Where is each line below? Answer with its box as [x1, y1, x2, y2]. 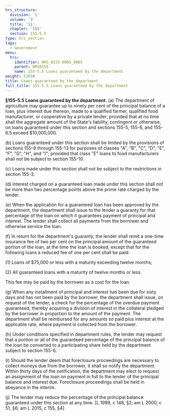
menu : [5, 50, 17, 55]
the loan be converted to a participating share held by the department [5, 342, 151, 348]
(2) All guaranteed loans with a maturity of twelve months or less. [5, 269, 142, 275]
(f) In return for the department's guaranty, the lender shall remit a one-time [5, 233, 164, 239]
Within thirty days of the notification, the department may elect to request [5, 368, 159, 374]
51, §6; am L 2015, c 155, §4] [5, 405, 64, 411]
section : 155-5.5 [10, 31, 47, 36]
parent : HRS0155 [14, 64, 49, 69]
